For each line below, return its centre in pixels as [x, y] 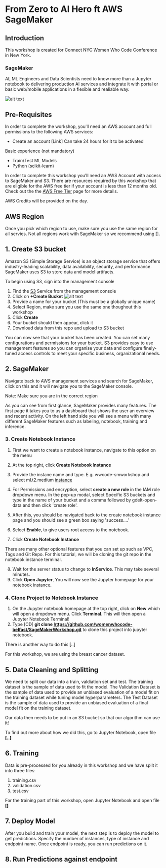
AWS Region [25, 217]
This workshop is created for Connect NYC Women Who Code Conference [81, 50]
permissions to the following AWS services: [49, 132]
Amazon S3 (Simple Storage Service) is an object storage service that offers [83, 261]
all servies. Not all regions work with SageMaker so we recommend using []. [83, 234]
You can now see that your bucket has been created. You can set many [78, 337]
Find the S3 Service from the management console [64, 291]
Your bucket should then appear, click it [53, 322]
